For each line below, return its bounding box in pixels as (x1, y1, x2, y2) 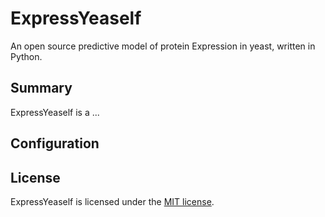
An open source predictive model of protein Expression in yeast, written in (10, 40, 316, 52)
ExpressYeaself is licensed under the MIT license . (10, 195, 215, 207)
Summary (10, 80, 73, 97)
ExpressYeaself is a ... (10, 106, 100, 118)
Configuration (10, 135, 100, 152)
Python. (10, 50, 43, 62)
